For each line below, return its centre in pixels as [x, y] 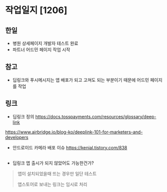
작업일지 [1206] [36, 10]
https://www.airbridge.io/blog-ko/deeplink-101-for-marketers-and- [74, 132]
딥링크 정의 [23, 116]
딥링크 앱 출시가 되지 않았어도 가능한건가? [53, 163]
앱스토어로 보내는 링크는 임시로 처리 [52, 184]
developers [17, 137]
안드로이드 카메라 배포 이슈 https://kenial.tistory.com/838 [70, 147]
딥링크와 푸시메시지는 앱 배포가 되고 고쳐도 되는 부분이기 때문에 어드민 [81, 80]
